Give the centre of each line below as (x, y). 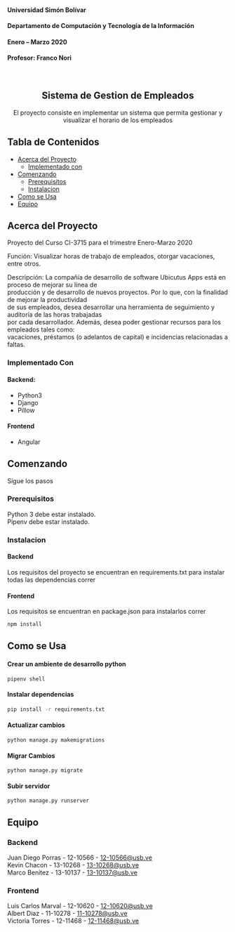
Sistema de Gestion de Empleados (118, 96)
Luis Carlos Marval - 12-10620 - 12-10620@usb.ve (80, 906)
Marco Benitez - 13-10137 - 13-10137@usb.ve (73, 873)
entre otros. (24, 264)
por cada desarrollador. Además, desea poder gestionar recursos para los (114, 322)
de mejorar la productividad (47, 300)
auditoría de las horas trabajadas (55, 315)
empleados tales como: (41, 329)
